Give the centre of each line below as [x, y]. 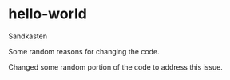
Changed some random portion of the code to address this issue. [116, 67]
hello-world [48, 14]
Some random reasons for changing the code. [84, 51]
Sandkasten [28, 36]
